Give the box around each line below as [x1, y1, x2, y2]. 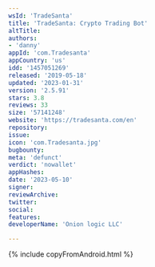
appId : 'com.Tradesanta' [8, 49, 91, 57]
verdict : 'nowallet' [8, 161, 77, 169]
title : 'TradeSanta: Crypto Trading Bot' [8, 19, 149, 27]
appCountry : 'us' [8, 57, 66, 65]
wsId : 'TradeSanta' [8, 11, 74, 20]
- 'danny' [8, 42, 42, 50]
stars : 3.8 [8, 94, 45, 102]
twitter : [8, 198, 38, 206]
